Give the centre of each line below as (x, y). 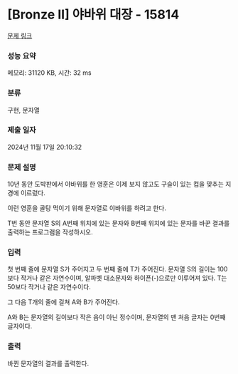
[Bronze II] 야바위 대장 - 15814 (93, 15)
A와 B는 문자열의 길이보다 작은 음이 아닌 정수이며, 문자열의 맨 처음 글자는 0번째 (117, 317)
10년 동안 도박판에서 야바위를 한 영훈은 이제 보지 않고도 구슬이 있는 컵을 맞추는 (115, 184)
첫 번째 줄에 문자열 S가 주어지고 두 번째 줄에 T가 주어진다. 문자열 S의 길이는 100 (118, 269)
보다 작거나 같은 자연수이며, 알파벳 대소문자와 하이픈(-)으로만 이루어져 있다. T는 (117, 278)
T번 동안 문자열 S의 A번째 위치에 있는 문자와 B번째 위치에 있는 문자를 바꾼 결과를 (119, 223)
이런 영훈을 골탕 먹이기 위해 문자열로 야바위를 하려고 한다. (87, 208)
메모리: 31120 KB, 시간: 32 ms (49, 73)
